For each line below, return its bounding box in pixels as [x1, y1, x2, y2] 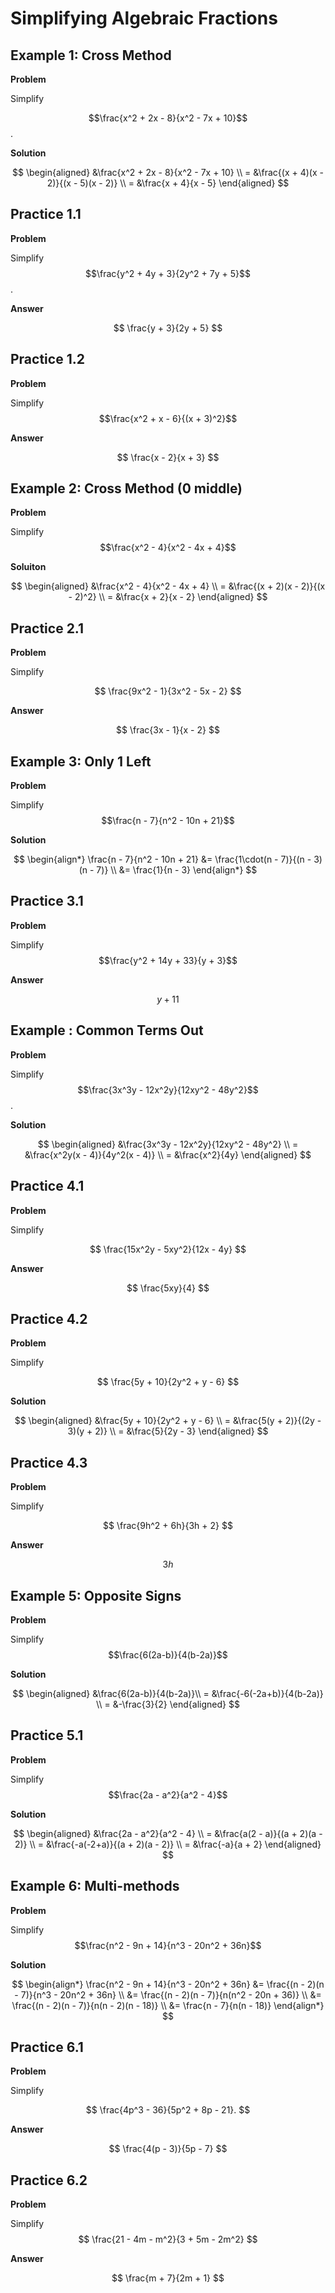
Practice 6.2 [10, 2172, 88, 2189]
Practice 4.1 [10, 1178, 85, 1195]
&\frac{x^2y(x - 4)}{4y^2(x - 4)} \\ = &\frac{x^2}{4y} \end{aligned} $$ [24, 1148, 312, 1161]
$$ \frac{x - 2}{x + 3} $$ [116, 451, 220, 463]
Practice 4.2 [10, 1310, 88, 1327]
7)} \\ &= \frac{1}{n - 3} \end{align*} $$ [96, 864, 258, 876]
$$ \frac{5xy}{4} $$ [126, 1282, 210, 1294]
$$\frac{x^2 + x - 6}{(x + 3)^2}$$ [98, 412, 238, 424]
